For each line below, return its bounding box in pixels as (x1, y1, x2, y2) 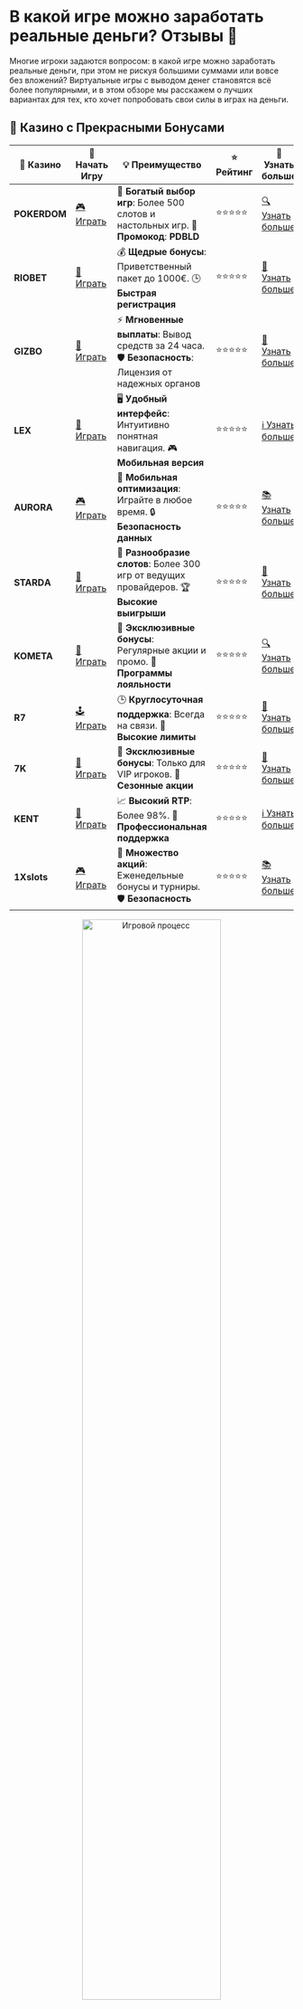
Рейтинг (216, 166, 253, 178)
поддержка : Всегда (116, 707, 206, 720)
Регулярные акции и (116, 644, 207, 657)
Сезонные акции (116, 779, 194, 791)
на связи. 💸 (116, 719, 167, 732)
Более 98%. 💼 (116, 809, 179, 821)
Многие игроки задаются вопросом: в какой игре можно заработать (9, 55, 276, 66)
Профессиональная (116, 820, 207, 833)
